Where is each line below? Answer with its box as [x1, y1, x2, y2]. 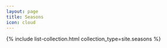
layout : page [6, 8, 39, 15]
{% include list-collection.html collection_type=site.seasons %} [6, 36, 162, 43]
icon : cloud [6, 19, 36, 25]
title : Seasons [6, 14, 44, 20]
